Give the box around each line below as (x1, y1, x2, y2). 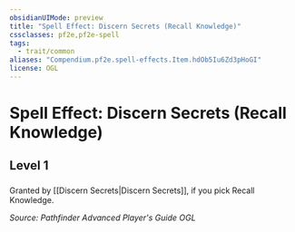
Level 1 (9, 158, 49, 173)
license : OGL (9, 64, 59, 73)
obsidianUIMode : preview (9, 13, 103, 23)
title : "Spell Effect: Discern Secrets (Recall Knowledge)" (9, 22, 242, 31)
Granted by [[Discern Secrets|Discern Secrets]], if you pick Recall (9, 185, 255, 196)
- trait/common (17, 47, 75, 56)
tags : (9, 38, 30, 48)
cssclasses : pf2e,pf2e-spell (9, 30, 120, 39)
